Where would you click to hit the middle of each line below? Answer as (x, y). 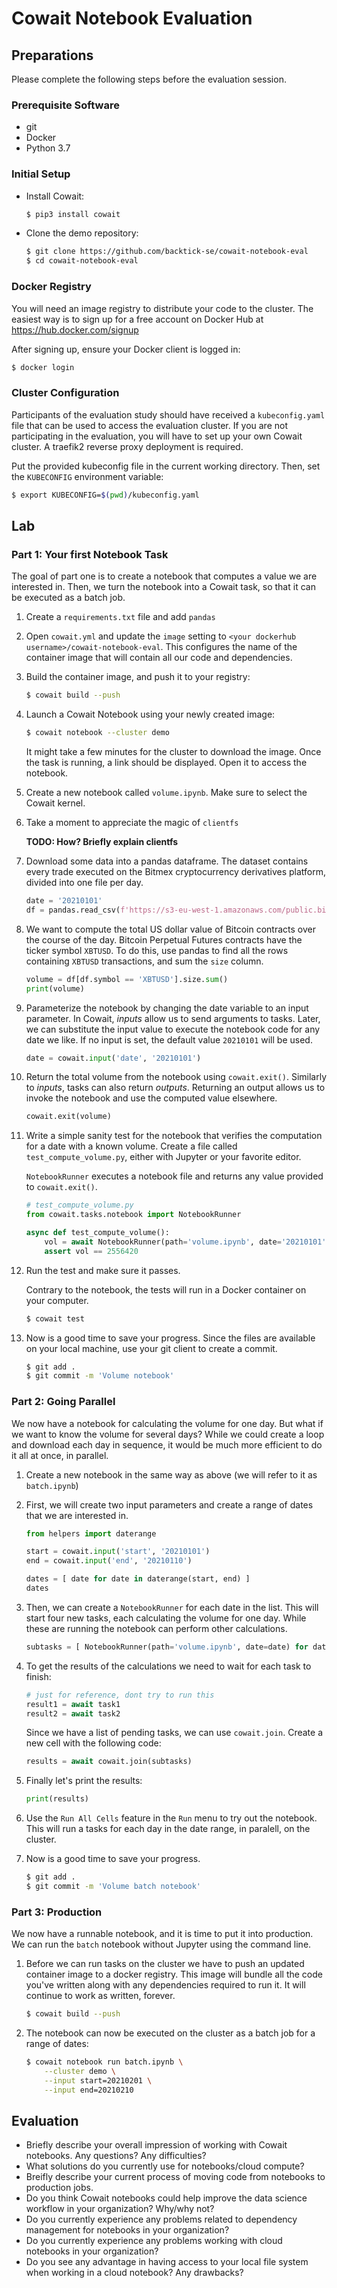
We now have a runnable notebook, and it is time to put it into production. (162, 1934)
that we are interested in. (77, 1515)
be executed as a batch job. (68, 598)
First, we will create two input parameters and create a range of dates (169, 1504)
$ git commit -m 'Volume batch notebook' (113, 1887)
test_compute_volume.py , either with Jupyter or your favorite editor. (163, 1157)
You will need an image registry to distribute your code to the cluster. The (162, 308)
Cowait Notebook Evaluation (132, 18)
